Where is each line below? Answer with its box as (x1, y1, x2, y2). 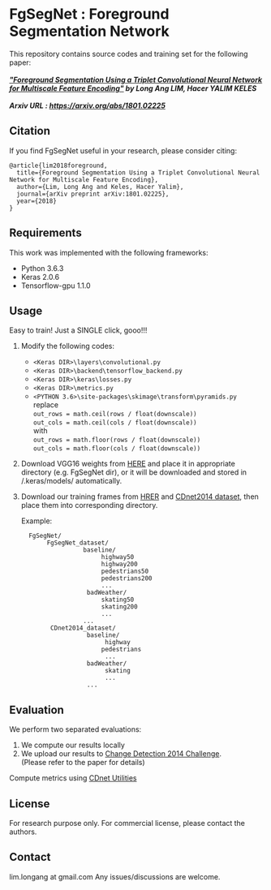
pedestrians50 (101, 567, 149, 576)
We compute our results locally (20, 740, 125, 750)
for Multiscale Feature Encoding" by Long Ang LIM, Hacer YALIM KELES (9, 83, 257, 93)
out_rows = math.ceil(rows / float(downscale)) (32, 411, 197, 419)
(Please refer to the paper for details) (20, 758, 145, 767)
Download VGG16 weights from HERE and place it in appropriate (20, 459, 236, 469)
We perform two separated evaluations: (9, 724, 142, 734)
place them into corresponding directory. (20, 501, 158, 510)
